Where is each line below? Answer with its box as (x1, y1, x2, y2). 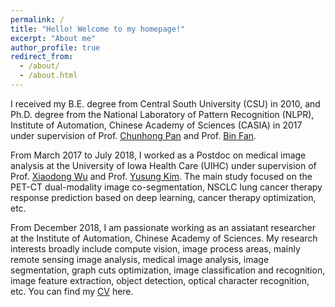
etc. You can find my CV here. (10, 285, 134, 297)
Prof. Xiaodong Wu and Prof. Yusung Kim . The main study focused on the (10, 170, 313, 182)
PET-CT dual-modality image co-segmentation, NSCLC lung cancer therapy (10, 181, 323, 193)
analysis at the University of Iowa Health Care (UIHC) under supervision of (10, 159, 317, 171)
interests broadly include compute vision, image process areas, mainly (10, 242, 301, 255)
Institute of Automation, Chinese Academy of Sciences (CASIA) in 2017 (10, 119, 303, 131)
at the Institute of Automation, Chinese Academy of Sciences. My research (10, 232, 318, 244)
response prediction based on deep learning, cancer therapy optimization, (10, 191, 317, 203)
